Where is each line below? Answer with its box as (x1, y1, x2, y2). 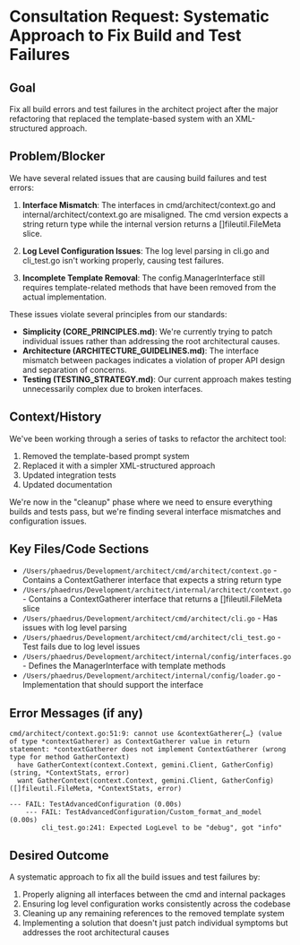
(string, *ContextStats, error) (9, 768, 130, 777)
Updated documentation (21, 479, 113, 490)
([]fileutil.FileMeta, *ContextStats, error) (9, 785, 182, 793)
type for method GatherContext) (9, 753, 130, 762)
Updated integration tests (21, 469, 116, 481)
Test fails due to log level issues (21, 641, 141, 652)
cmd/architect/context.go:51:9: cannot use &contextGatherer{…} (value (9, 729, 282, 739)
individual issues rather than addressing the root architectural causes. (21, 335, 280, 346)
